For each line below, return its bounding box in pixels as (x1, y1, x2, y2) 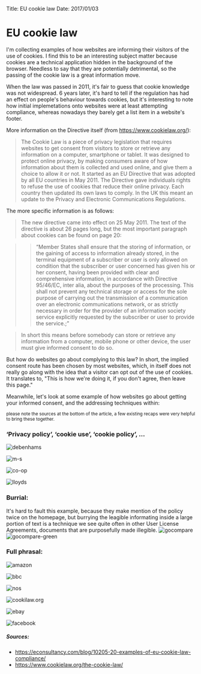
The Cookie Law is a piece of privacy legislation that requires (20, 138, 172, 145)
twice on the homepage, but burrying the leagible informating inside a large (6, 513, 193, 521)
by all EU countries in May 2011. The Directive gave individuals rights (20, 176, 191, 184)
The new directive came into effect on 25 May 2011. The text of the (20, 218, 187, 226)
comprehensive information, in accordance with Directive (35, 275, 178, 282)
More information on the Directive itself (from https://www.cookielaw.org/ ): (6, 126, 191, 134)
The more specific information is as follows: (6, 207, 115, 214)
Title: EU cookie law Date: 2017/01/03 (6, 5, 99, 12)
